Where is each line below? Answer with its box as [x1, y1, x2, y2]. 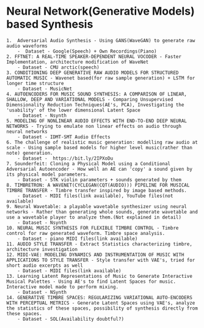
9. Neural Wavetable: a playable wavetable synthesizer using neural [6, 203, 188, 209]
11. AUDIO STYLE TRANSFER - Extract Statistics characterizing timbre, [6, 240, 192, 247]
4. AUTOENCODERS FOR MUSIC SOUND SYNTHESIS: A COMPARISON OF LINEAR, [6, 91, 188, 97]
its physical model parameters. [6, 171, 89, 177]
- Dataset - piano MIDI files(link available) [17, 236, 138, 242]
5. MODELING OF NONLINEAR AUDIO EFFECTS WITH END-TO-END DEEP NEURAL [6, 117, 188, 124]
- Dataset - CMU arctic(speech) [17, 64, 100, 70]
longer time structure [6, 80, 64, 86]
